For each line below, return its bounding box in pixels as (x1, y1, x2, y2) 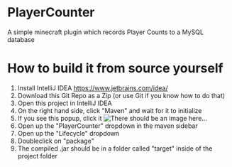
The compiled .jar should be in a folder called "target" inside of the (17, 144, 213, 153)
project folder (17, 151, 58, 160)
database (7, 35, 35, 43)
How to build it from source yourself (7, 60, 223, 77)
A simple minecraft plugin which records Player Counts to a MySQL (7, 28, 204, 36)
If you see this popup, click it (17, 114, 102, 122)
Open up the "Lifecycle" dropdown (17, 129, 120, 137)
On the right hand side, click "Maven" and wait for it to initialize (17, 106, 202, 114)
